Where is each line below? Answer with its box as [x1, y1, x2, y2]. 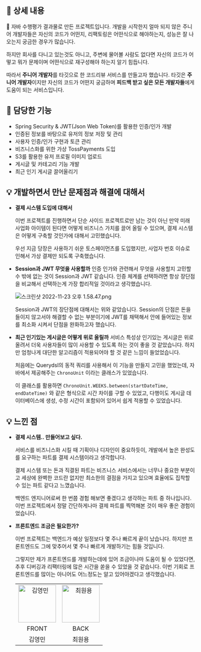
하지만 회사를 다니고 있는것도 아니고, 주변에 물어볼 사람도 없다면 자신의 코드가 [6, 51, 188, 58]
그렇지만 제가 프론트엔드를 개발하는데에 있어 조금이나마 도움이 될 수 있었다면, [14, 556, 196, 563]
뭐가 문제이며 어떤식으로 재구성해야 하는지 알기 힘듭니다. [17, 58, 149, 65]
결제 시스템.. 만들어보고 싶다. [14, 433, 82, 441]
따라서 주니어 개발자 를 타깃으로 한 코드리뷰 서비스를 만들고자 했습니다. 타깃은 [6, 71, 186, 78]
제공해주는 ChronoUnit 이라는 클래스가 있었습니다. [31, 369, 149, 377]
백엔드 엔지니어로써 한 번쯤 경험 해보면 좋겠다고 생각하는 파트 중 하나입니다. [14, 495, 192, 502]
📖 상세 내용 [6, 5, 45, 16]
